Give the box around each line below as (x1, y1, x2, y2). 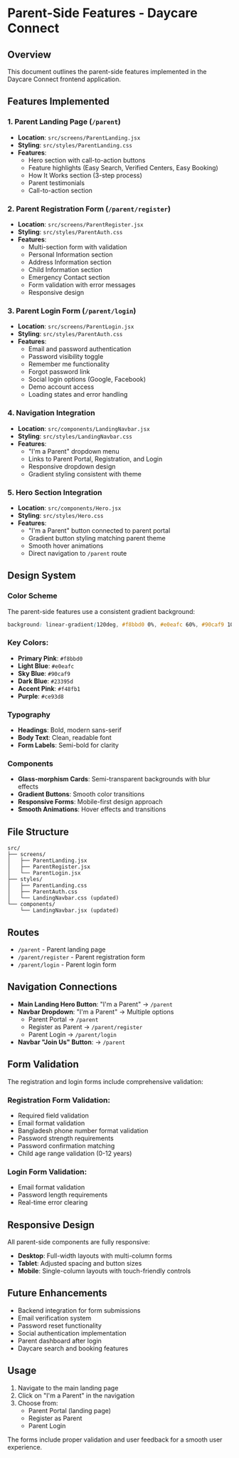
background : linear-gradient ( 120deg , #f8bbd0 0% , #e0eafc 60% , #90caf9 (7, 621, 224, 628)
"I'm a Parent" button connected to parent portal (28, 526, 171, 535)
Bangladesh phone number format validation (17, 1126, 149, 1135)
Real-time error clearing (17, 1198, 88, 1207)
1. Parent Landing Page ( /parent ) (7, 117, 121, 127)
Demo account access (28, 382, 95, 391)
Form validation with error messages (28, 280, 136, 289)
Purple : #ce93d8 (17, 692, 64, 700)
